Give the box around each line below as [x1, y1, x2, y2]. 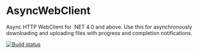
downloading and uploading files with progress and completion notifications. [6, 29, 193, 36]
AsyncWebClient [6, 4, 90, 17]
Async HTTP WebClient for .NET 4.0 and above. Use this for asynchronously [6, 23, 193, 30]
